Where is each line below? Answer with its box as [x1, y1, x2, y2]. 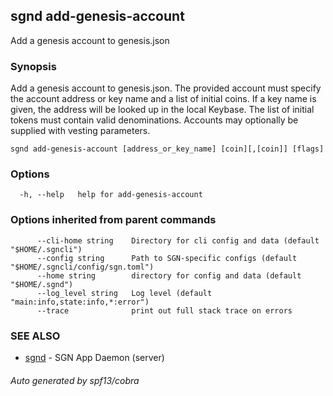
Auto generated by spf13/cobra [10, 374, 140, 386]
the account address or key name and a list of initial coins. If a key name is [10, 93, 317, 105]
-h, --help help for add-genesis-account [19, 190, 203, 200]
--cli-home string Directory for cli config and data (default [36, 235, 320, 246]
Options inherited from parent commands [10, 213, 217, 227]
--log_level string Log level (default [36, 288, 213, 298]
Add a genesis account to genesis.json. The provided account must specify [10, 82, 322, 94]
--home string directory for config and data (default [36, 270, 302, 281]
